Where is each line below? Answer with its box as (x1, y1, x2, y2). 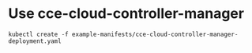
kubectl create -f (8, 30, 69, 38)
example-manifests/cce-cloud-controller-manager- (71, 30, 239, 38)
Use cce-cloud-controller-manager (8, 5, 245, 23)
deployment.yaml (8, 37, 62, 45)
